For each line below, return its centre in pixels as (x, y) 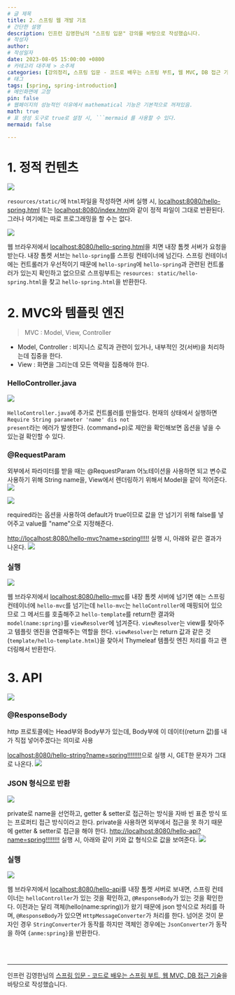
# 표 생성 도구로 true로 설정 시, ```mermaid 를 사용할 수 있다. (92, 118)
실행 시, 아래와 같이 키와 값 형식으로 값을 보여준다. (129, 839)
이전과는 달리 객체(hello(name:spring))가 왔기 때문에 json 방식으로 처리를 (117, 907)
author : (19, 46)
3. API (25, 678)
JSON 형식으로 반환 (39, 783)
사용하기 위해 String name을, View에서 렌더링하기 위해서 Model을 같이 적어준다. (117, 479)
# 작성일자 (20, 53)
